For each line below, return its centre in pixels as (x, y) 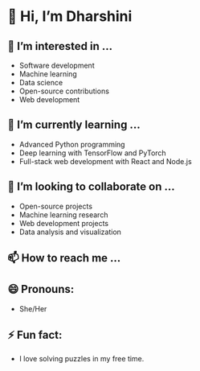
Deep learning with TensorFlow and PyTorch (92, 153)
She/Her (33, 308)
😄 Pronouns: (41, 289)
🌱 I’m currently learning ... (74, 125)
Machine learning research (63, 214)
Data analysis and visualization (70, 232)
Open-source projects (56, 206)
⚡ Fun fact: (35, 335)
